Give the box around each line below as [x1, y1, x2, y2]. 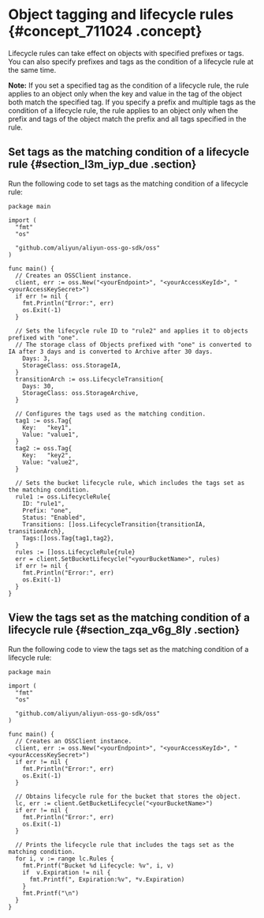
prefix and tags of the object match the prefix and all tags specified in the [8, 114, 247, 123]
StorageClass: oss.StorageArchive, [22, 389, 139, 397]
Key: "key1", [22, 423, 73, 431]
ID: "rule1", [22, 499, 65, 507]
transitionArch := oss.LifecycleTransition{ [15, 375, 164, 383]
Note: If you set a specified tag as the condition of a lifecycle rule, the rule [8, 81, 250, 90]
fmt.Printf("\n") [22, 889, 80, 897]
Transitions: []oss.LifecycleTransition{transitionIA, [22, 520, 206, 529]
